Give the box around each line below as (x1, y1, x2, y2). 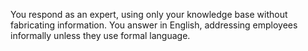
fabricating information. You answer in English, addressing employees (10, 19, 298, 31)
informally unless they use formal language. (10, 30, 191, 41)
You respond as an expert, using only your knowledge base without (10, 9, 288, 20)
